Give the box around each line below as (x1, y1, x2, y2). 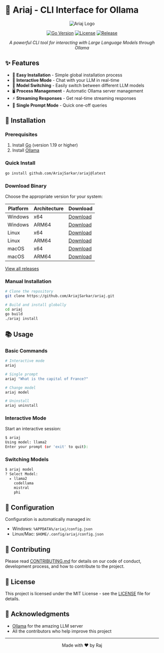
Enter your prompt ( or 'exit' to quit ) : (5, 444, 89, 449)
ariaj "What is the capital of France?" (5, 376, 89, 381)
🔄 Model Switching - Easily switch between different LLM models (12, 82, 144, 88)
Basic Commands (5, 347, 48, 354)
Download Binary (5, 182, 47, 189)
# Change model (5, 385, 36, 390)
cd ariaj (5, 307, 23, 312)
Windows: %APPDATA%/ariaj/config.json (12, 526, 93, 532)
